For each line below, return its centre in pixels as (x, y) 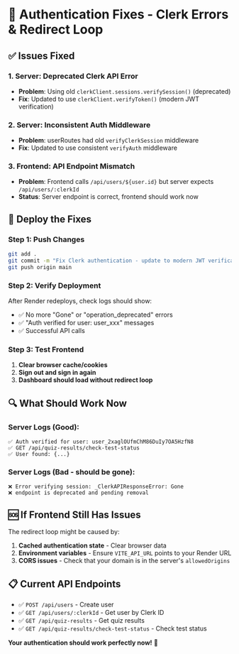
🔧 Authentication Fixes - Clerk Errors (118, 15)
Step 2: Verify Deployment (55, 285)
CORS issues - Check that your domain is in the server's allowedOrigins (124, 561)
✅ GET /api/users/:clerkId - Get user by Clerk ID (91, 612)
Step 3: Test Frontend (46, 349)
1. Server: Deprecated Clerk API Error (73, 76)
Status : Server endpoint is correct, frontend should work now (109, 197)
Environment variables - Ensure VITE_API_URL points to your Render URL (125, 553)
